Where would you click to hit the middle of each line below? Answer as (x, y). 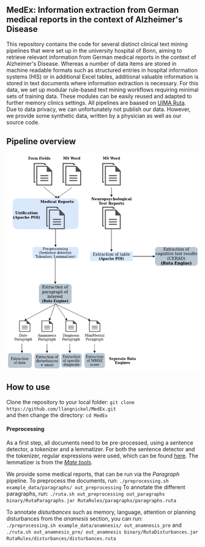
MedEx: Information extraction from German (93, 10)
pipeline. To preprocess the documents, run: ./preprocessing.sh (88, 480)
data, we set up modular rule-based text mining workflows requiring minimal (102, 90)
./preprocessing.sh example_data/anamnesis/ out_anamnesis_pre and (94, 525)
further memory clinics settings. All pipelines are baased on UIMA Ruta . (96, 102)
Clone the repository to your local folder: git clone (70, 402)
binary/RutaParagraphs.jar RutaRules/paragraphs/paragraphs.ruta (91, 500)
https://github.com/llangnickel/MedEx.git (61, 409)
